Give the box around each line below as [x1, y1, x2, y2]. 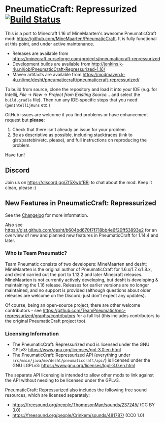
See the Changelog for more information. [5, 212, 89, 218]
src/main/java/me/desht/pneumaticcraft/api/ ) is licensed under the [12, 357, 151, 363]
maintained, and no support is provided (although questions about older [5, 287, 151, 293]
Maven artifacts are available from [12, 71, 82, 77]
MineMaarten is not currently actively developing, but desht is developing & [5, 277, 159, 282]
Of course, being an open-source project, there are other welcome [5, 302, 140, 308]
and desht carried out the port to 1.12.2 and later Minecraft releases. [5, 271, 143, 278]
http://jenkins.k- [91, 61, 124, 67]
